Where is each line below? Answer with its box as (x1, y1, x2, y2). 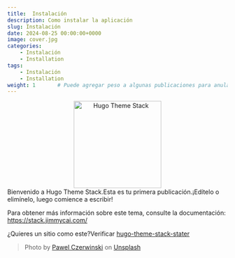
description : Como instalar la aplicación (7, 17, 133, 24)
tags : (7, 62, 23, 69)
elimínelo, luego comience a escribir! (7, 195, 113, 204)
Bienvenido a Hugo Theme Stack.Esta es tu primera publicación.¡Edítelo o (7, 188, 220, 196)
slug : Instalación (7, 23, 61, 30)
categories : (7, 43, 42, 50)
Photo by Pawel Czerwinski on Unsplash (24, 243, 141, 252)
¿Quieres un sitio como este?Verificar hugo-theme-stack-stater (7, 229, 190, 238)
